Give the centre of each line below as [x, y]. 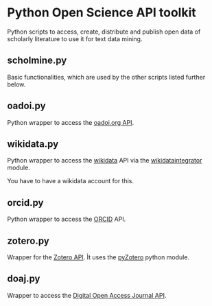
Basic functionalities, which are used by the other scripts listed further [106, 77]
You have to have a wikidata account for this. [71, 181]
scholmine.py [37, 61]
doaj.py [24, 279]
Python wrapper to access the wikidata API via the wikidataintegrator [105, 161]
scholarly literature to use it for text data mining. [75, 38]
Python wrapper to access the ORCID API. [67, 219]
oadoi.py [26, 106]
